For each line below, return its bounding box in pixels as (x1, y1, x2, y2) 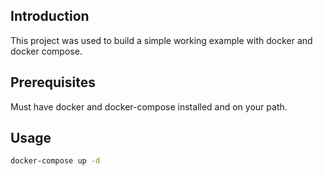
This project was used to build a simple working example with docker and (10, 34, 313, 46)
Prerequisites (10, 74, 96, 91)
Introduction (10, 8, 90, 25)
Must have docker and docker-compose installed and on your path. (10, 100, 288, 113)
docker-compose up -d (10, 156, 101, 166)
